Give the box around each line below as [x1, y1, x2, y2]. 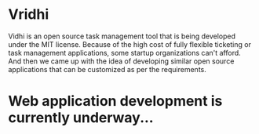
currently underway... [8, 109, 155, 127]
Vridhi [8, 5, 49, 24]
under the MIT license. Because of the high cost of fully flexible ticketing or [8, 39, 251, 49]
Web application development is [8, 92, 223, 110]
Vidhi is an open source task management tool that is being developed [8, 31, 236, 41]
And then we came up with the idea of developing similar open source [8, 56, 235, 66]
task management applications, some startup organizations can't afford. [8, 48, 241, 57]
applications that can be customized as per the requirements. [8, 64, 206, 74]
